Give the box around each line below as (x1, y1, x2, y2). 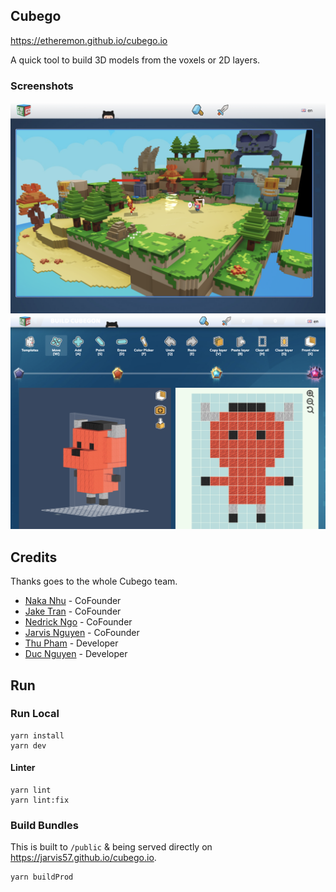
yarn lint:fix (10, 795, 70, 806)
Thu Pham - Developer (24, 637, 119, 649)
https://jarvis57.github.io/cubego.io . (10, 852, 157, 864)
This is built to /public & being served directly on (10, 841, 213, 853)
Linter (10, 762, 36, 774)
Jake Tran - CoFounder (24, 605, 122, 618)
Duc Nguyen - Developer (24, 648, 128, 660)
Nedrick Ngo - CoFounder (24, 616, 133, 628)
